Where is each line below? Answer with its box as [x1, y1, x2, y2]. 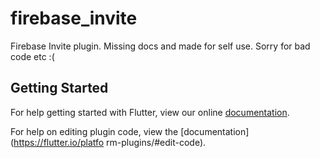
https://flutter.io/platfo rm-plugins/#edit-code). [13, 136, 207, 148]
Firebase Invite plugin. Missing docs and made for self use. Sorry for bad [10, 40, 311, 52]
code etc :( [10, 50, 55, 62]
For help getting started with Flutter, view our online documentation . [10, 106, 290, 118]
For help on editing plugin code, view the [10, 125, 179, 137]
